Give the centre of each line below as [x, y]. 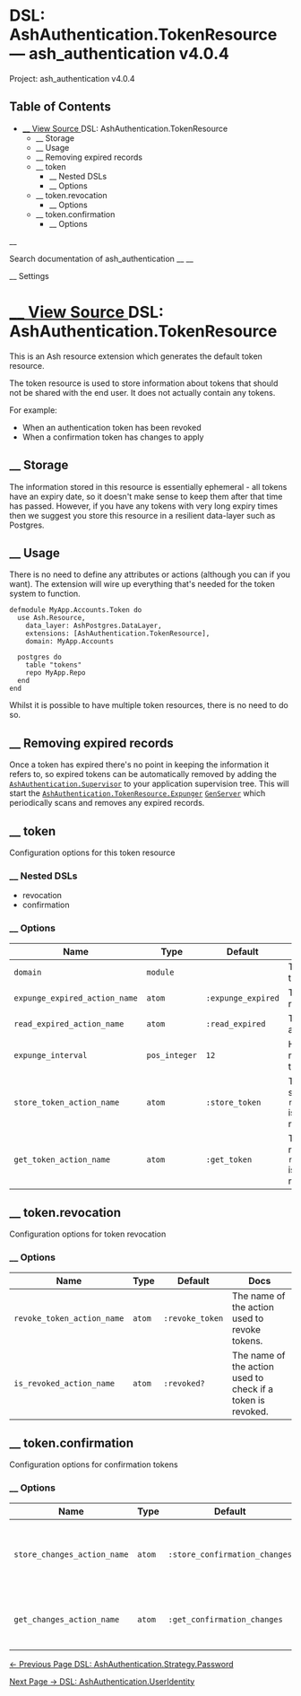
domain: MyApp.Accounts [70, 642]
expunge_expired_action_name [76, 998]
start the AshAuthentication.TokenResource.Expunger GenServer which [138, 793]
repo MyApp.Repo [56, 673]
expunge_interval [51, 1055]
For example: [34, 410]
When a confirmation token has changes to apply [113, 437]
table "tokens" [54, 665]
